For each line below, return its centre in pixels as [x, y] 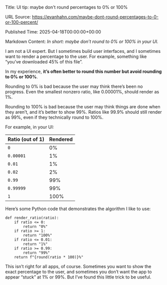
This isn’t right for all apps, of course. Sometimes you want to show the [78, 266]
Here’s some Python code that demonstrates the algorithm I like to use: [78, 209]
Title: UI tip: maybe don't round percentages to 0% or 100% [67, 7]
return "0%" [36, 227]
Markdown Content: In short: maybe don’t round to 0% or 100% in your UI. [82, 41]
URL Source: [18, 17]
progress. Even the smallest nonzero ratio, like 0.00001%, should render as [82, 92]
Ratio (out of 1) [26, 139]
